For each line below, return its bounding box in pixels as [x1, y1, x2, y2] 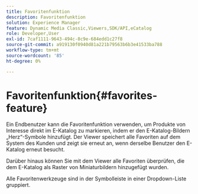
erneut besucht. [26, 146, 65, 153]
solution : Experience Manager [6, 20, 81, 25]
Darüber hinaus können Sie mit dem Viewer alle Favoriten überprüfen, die [6, 157, 185, 164]
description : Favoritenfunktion [6, 14, 86, 20]
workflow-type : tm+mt [6, 47, 60, 53]
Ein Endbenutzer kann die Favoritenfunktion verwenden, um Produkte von [6, 121, 186, 128]
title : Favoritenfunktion [6, 8, 70, 15]
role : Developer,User [6, 31, 60, 37]
